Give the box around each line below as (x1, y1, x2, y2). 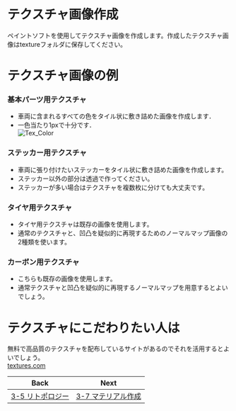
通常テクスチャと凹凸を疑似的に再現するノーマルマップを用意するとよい (17, 283, 228, 292)
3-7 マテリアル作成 (76, 391, 141, 401)
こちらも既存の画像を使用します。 (17, 274, 117, 283)
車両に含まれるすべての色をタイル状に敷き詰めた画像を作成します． (17, 112, 216, 120)
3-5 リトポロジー (11, 391, 69, 401)
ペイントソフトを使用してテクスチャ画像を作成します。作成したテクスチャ (7, 31, 223, 40)
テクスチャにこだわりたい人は (7, 320, 180, 336)
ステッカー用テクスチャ (7, 148, 87, 158)
